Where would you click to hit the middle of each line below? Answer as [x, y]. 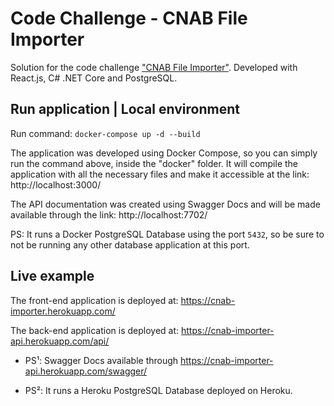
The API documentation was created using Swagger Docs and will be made [165, 204]
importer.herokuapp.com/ [63, 311]
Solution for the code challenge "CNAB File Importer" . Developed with [154, 67]
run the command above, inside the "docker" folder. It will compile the [154, 163]
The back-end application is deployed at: [95, 330]
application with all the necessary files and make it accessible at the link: [160, 174]
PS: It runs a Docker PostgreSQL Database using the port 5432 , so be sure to [167, 234]
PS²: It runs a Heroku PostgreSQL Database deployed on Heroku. [158, 390]
